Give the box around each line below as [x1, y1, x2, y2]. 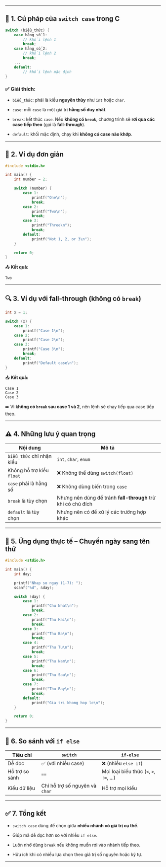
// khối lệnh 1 [23, 37, 56, 42]
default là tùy [7, 508, 40, 515]
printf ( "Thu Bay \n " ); [31, 686, 77, 692]
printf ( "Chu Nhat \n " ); [31, 603, 79, 608]
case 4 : [23, 640, 39, 646]
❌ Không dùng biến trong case [56, 483, 127, 490]
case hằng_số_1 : [14, 32, 48, 37]
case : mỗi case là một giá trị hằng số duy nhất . [12, 106, 107, 112]
